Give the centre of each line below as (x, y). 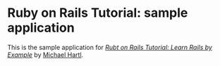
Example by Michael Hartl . (45, 55)
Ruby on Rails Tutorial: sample (98, 13)
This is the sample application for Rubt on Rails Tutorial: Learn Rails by (110, 47)
